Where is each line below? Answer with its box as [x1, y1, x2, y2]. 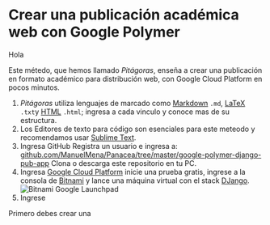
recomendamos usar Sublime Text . [19, 132, 137, 142]
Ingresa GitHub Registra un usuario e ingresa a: [19, 141, 178, 151]
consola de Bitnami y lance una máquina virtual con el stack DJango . [19, 176, 250, 185]
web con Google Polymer [8, 23, 180, 41]
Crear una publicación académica [8, 6, 240, 24]
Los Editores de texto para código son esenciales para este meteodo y [19, 124, 255, 134]
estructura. [19, 115, 57, 125]
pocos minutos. [8, 83, 61, 92]
